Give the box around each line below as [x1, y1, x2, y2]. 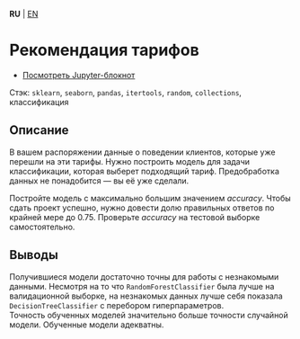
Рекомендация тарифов [9, 40, 199, 60]
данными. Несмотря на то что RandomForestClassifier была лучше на [9, 281, 275, 291]
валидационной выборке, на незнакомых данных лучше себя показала [9, 290, 283, 301]
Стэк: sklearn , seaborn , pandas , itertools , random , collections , [9, 86, 243, 98]
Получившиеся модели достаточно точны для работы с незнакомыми [9, 271, 279, 282]
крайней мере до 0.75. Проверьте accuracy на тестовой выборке [9, 211, 260, 222]
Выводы [9, 247, 58, 263]
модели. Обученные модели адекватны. [9, 319, 164, 330]
